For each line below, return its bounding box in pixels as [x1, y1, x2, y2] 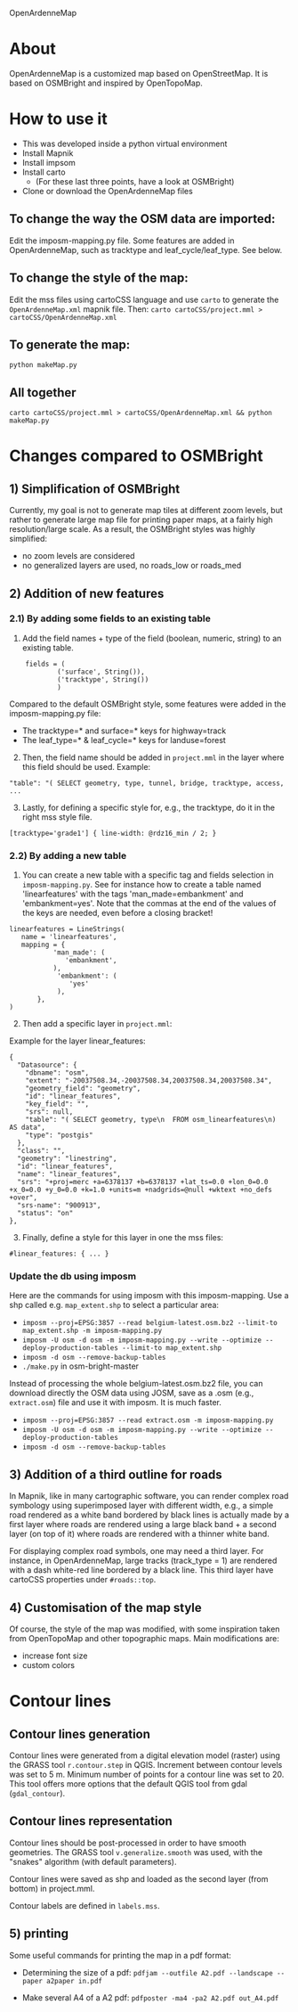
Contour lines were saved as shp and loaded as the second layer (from [9, 1873, 269, 1884]
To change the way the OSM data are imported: [9, 211, 276, 226]
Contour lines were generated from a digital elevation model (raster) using [9, 1750, 280, 1761]
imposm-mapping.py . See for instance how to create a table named [21, 879, 262, 890]
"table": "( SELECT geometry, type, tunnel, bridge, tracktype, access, [9, 779, 285, 788]
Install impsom [21, 157, 76, 168]
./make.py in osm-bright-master [21, 1361, 140, 1371]
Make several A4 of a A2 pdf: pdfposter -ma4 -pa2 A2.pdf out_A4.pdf [21, 1992, 279, 2003]
